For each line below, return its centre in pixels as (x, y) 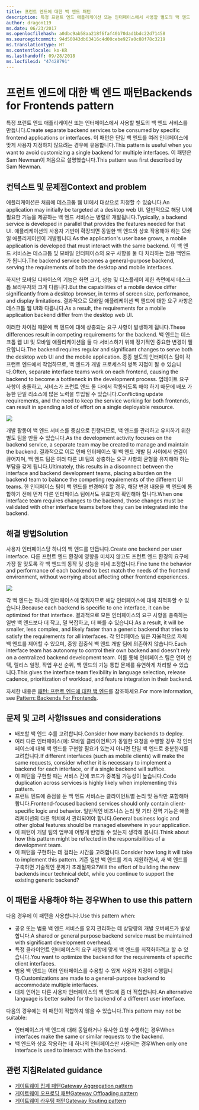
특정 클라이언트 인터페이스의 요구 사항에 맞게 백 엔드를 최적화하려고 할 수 (98, 949)
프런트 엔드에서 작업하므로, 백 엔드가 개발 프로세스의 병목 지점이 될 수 (86, 364)
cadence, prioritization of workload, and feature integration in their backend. (99, 679)
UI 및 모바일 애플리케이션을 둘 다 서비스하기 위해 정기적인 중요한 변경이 (105, 342)
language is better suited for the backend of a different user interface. (100, 998)
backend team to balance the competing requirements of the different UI (95, 480)
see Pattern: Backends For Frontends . (52, 698)
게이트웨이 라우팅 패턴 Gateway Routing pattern (70, 1100)
